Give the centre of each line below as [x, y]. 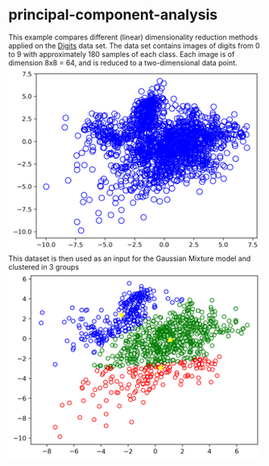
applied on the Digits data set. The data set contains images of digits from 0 [134, 45]
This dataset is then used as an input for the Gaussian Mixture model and [130, 258]
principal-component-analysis [113, 15]
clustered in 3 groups [43, 267]
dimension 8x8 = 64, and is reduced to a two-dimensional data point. [123, 63]
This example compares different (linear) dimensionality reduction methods [133, 37]
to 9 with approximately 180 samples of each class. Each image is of [122, 54]
